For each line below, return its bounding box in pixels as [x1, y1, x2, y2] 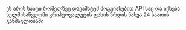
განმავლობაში [6, 18, 44, 24]
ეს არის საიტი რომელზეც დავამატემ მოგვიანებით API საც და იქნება [6, 5, 180, 12]
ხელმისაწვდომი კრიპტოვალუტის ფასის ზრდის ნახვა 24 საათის [6, 11, 170, 18]
